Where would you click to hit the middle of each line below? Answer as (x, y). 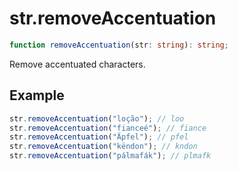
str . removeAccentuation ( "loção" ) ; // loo (97, 118)
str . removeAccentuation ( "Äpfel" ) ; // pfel (99, 137)
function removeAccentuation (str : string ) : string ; (119, 45)
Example (37, 95)
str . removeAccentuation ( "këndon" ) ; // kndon (103, 147)
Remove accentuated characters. (77, 64)
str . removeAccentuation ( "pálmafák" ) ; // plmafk (110, 156)
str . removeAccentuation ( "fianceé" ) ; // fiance (108, 128)
